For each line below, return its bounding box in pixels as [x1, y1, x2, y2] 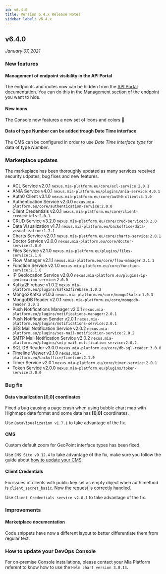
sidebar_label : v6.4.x [5, 16, 52, 21]
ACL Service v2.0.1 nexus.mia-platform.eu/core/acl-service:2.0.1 [12, 183, 150, 189]
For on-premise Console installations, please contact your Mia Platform [5, 559, 150, 565]
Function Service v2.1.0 [12, 262, 60, 268]
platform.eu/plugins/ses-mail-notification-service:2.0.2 [12, 331, 135, 336]
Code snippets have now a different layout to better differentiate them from [5, 530, 159, 536]
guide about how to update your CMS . [5, 457, 83, 463]
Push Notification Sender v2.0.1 [12, 316, 77, 322]
